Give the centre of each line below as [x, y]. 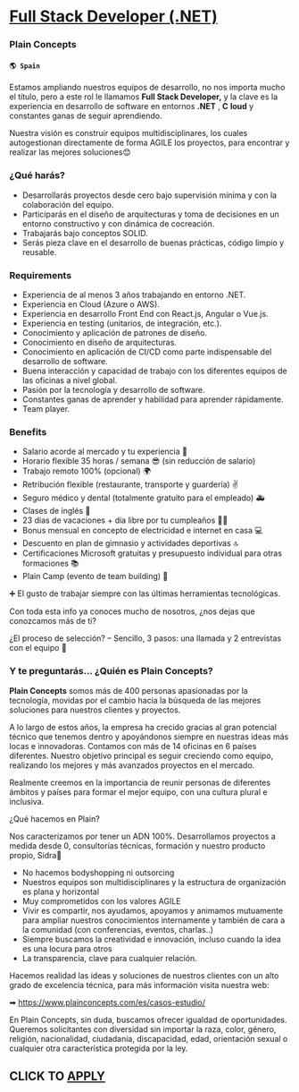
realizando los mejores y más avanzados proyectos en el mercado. [132, 765]
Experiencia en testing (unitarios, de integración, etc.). [122, 323]
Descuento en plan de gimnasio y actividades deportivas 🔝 [130, 543]
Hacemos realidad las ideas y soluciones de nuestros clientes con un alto [144, 975]
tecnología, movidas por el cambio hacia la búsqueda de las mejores [135, 700]
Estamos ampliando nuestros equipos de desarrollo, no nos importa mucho [147, 88]
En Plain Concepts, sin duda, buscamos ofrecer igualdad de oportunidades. [148, 1019]
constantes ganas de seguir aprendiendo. [86, 116]
